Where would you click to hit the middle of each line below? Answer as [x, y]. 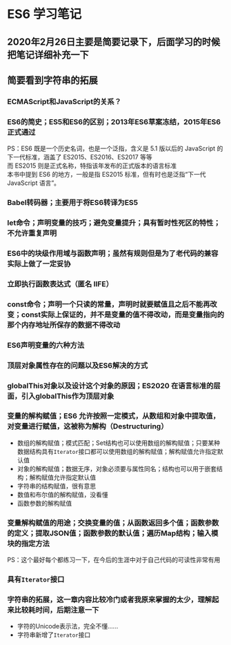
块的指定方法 [29, 544]
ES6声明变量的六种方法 [46, 345]
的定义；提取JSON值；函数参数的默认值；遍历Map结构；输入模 [113, 533]
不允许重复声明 [32, 233]
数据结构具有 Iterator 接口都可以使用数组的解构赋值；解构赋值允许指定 [117, 451]
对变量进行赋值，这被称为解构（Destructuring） [88, 426]
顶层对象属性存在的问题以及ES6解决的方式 [78, 365]
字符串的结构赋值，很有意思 [57, 486]
